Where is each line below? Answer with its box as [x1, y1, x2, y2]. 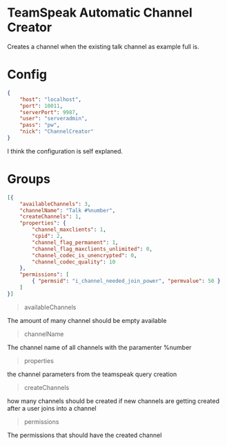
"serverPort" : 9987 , [19, 109, 79, 115]
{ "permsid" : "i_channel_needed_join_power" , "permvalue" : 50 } [32, 278, 221, 285]
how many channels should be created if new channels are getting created [7, 396, 219, 405]
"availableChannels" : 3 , [19, 201, 91, 207]
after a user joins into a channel [7, 404, 97, 412]
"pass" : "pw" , [19, 122, 60, 129]
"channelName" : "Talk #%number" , [19, 207, 116, 214]
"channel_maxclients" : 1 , [32, 226, 107, 233]
